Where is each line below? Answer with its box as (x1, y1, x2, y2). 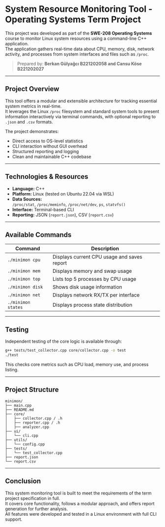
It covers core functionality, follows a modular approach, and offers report (5, 500, 155, 506)
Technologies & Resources (5, 172, 88, 181)
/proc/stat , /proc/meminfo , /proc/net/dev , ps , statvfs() (12, 201, 126, 207)
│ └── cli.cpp (5, 433, 38, 438)
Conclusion (5, 477, 41, 486)
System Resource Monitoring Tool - (5, 3, 153, 15)
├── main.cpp (5, 403, 32, 408)
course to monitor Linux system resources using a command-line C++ (5, 35, 147, 41)
